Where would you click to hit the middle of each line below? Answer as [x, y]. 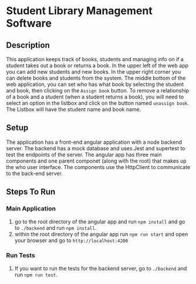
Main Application [31, 209]
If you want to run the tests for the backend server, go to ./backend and [101, 268]
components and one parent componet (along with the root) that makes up [96, 161]
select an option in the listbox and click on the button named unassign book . [98, 103]
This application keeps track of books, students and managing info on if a [95, 59]
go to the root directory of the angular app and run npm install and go [100, 222]
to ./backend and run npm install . [55, 227]
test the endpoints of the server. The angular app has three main [84, 154]
